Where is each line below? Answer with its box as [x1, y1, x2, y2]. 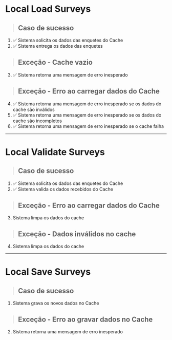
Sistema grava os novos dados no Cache [12, 300, 99, 306]
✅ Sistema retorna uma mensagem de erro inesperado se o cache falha [12, 123, 164, 129]
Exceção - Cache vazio [17, 58, 93, 67]
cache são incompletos [12, 118, 62, 124]
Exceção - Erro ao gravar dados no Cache [17, 315, 153, 324]
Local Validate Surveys [5, 146, 105, 158]
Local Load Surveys [5, 3, 91, 15]
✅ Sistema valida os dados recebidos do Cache [12, 186, 114, 192]
